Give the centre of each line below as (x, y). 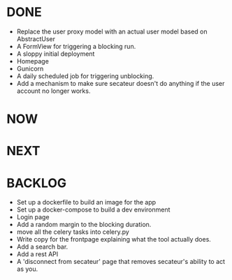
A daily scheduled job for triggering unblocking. (85, 76)
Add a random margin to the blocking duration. (84, 225)
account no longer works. (53, 91)
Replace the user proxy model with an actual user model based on (112, 31)
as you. (27, 269)
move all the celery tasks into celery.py (73, 232)
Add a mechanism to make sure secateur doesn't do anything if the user (121, 83)
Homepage (33, 61)
